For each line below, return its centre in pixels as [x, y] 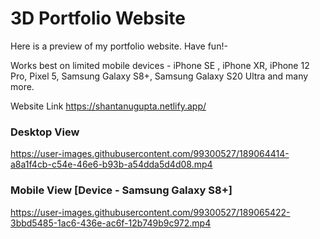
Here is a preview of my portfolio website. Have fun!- [119, 46]
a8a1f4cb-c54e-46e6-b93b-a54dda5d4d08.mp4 [111, 164]
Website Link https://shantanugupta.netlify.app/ [108, 106]
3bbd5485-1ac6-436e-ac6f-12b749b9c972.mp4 [111, 223]
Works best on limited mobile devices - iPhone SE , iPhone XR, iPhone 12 [160, 65]
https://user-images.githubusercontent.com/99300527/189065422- [150, 212]
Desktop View [45, 132]
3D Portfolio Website [98, 18]
